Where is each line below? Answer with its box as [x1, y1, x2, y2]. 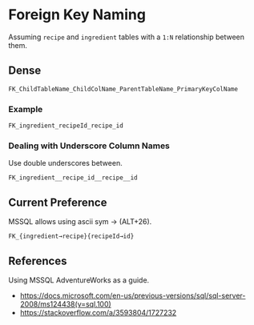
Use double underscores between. [8, 158, 123, 168]
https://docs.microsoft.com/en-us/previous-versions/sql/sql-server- [19, 291, 246, 300]
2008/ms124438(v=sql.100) [19, 299, 112, 309]
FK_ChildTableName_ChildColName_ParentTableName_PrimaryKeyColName [8, 85, 239, 93]
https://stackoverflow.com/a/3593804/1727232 [19, 307, 177, 317]
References [8, 254, 67, 267]
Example [8, 103, 43, 114]
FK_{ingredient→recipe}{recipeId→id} [8, 232, 135, 241]
